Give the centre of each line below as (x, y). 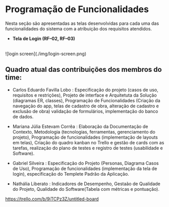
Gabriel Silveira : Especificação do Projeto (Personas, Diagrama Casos (86, 163)
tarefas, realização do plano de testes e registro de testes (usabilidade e (88, 148)
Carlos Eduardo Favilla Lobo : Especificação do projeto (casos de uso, (86, 90)
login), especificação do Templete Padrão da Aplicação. (71, 174)
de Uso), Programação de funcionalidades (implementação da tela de (85, 169)
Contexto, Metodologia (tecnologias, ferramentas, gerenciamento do (84, 132)
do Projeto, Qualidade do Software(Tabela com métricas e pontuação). (86, 189)
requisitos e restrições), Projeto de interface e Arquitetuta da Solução (85, 95)
